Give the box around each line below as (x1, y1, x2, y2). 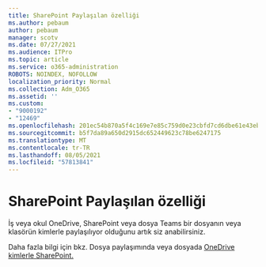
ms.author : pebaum (8, 19, 69, 27)
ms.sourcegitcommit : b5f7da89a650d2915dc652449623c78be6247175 (8, 129, 222, 137)
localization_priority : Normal (8, 77, 112, 85)
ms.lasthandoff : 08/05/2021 (8, 151, 101, 159)
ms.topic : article (8, 56, 69, 64)
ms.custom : (8, 100, 44, 107)
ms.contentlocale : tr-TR (8, 144, 90, 152)
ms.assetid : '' (8, 92, 59, 100)
